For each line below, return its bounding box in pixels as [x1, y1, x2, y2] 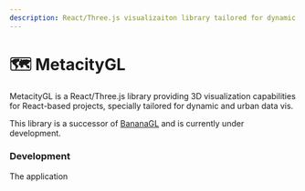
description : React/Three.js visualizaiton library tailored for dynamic [9, 13, 297, 23]
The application [9, 170, 68, 182]
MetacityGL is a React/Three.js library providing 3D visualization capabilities [9, 90, 297, 101]
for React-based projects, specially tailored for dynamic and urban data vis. [9, 100, 294, 111]
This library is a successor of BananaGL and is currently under [9, 117, 245, 128]
